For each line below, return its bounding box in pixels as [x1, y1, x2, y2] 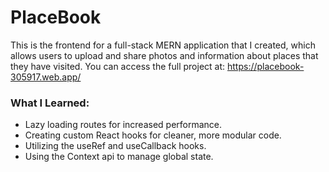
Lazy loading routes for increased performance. [24, 119, 223, 131]
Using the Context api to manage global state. [24, 151, 214, 163]
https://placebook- [226, 60, 305, 72]
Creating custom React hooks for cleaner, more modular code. [24, 129, 282, 141]
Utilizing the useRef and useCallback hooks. [24, 140, 207, 152]
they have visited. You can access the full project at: [10, 60, 226, 72]
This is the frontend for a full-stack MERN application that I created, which [10, 39, 316, 51]
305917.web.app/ [10, 71, 82, 83]
